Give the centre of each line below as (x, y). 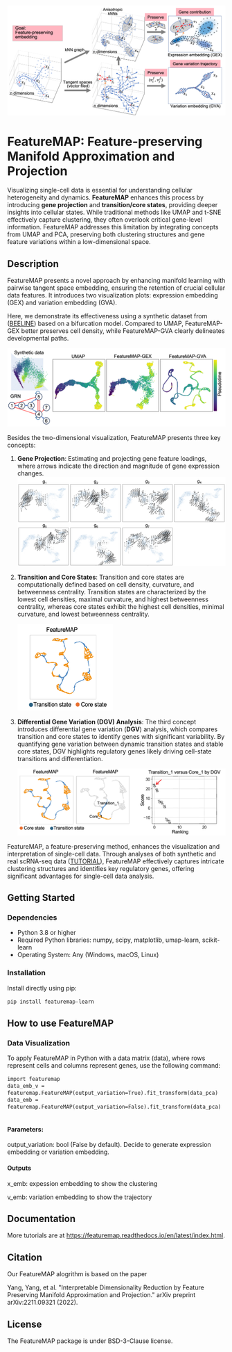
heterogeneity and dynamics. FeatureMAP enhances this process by (106, 197)
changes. (30, 473)
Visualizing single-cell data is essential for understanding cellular (100, 190)
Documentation (42, 1219)
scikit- (211, 940)
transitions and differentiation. (60, 758)
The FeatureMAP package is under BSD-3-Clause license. (90, 1341)
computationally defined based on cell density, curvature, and (106, 584)
